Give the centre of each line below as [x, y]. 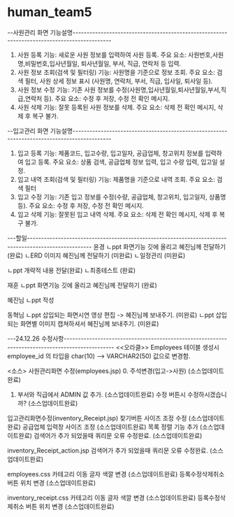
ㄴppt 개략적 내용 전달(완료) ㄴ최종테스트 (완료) [72, 270]
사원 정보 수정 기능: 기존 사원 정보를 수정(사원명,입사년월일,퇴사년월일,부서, [119, 90]
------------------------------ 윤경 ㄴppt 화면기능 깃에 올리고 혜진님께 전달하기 [117, 246]
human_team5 [50, 12]
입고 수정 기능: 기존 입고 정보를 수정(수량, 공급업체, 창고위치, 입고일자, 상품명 [122, 197]
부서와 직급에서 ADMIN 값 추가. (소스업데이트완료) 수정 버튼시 [102, 394]
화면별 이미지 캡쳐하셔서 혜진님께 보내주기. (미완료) [89, 323]
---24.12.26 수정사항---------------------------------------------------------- [117, 338]
